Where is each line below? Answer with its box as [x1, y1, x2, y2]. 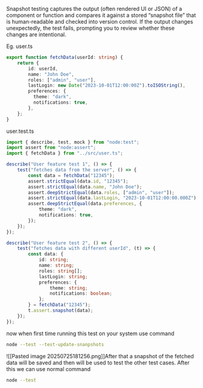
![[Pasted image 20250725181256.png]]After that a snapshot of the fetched [6, 352, 194, 360]
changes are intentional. [6, 31, 67, 38]
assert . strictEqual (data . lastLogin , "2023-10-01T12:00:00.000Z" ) [28, 195, 197, 201]
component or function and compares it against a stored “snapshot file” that [6, 12, 196, 19]
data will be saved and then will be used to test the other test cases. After [6, 359, 190, 366]
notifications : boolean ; [49, 290, 113, 296]
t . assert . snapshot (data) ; [28, 307, 94, 313]
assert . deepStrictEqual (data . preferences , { [28, 201, 142, 207]
